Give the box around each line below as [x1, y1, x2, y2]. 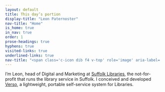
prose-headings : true [5, 39, 50, 44]
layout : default [5, 7, 39, 12]
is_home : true [5, 26, 35, 31]
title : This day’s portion [5, 12, 61, 17]
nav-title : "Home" [5, 21, 43, 26]
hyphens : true [5, 44, 35, 49]
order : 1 [5, 35, 23, 40]
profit [5, 76, 16, 82]
